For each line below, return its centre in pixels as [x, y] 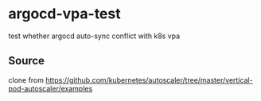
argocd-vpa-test [64, 14]
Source [27, 61]
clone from [26, 80]
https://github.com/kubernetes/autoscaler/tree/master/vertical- [149, 80]
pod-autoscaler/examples [51, 88]
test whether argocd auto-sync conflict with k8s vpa [94, 36]
